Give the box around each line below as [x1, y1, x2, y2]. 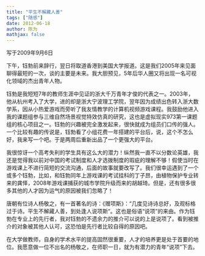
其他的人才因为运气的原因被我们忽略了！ [11, 187, 113, 194]
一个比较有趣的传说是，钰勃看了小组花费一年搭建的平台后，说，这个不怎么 [6, 129, 193, 136]
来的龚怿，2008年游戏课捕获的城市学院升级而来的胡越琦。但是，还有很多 [6, 179, 191, 187]
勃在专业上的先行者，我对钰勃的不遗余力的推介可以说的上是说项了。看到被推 [6, 215, 199, 222]
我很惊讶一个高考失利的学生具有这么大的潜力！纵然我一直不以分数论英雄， [6, 149, 193, 156]
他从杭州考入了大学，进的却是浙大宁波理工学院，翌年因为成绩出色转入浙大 [6, 98, 193, 105]
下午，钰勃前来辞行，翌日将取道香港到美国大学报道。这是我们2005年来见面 [6, 62, 196, 69]
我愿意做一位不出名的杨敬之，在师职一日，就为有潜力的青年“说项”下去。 [16, 243, 198, 251]
